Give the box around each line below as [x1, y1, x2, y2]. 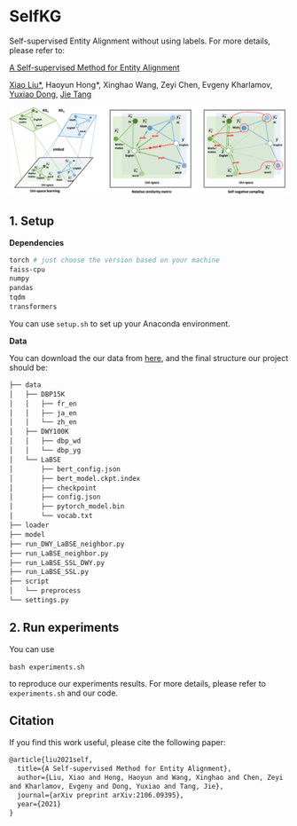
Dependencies [9, 237, 65, 248]
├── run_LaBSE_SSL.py [9, 568, 90, 577]
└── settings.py [9, 596, 69, 605]
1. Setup [9, 214, 55, 229]
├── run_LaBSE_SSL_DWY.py [9, 558, 105, 567]
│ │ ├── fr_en [9, 399, 77, 408]
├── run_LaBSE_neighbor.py [9, 548, 109, 558]
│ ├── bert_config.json [9, 464, 121, 474]
